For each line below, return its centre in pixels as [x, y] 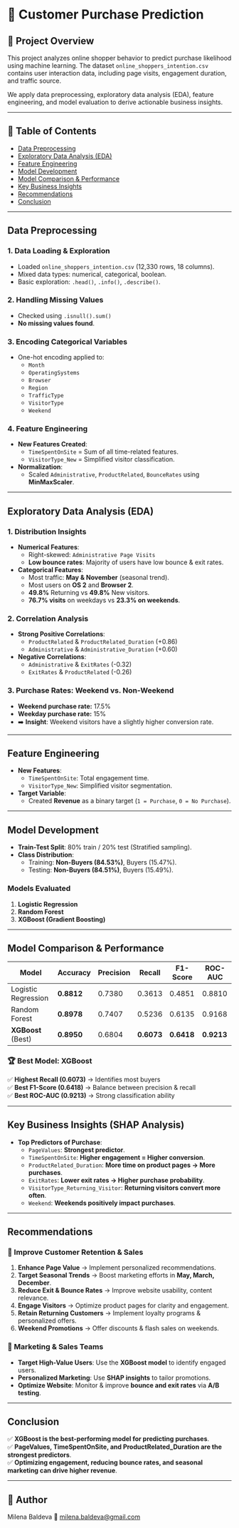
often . [37, 1195]
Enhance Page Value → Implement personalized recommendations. [117, 1268]
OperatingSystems [54, 373]
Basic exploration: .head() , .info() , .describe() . [89, 282]
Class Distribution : [46, 855]
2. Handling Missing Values [55, 300]
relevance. [33, 1298]
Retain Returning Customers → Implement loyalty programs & [109, 1313]
